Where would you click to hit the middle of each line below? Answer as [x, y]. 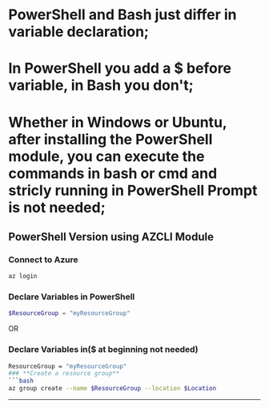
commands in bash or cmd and [113, 173]
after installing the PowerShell [110, 139]
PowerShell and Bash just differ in [123, 15]
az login [23, 277]
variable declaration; [79, 32]
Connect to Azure [43, 260]
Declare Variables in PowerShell [72, 297]
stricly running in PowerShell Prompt [133, 190]
